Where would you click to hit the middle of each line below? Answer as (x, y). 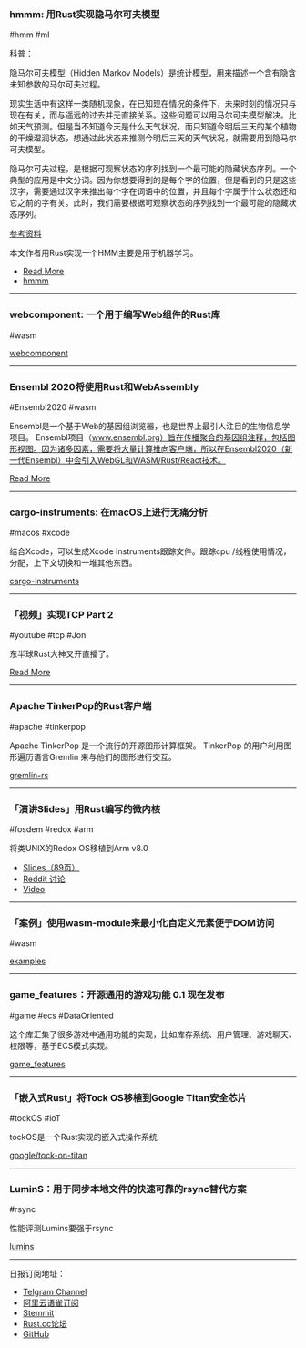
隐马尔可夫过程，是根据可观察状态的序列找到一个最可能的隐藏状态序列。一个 (153, 169)
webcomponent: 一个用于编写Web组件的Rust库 (115, 314)
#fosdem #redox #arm (51, 829)
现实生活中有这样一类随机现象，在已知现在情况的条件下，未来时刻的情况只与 (153, 104)
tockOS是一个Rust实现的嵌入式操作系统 (83, 1137)
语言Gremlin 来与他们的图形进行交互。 (105, 756)
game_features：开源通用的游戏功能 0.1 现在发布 (117, 995)
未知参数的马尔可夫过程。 (57, 85)
